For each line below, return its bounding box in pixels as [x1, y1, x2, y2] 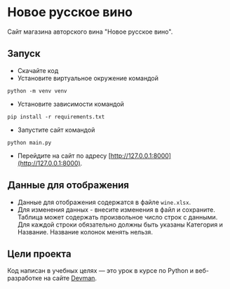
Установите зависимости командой [17, 100, 125, 108]
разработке [7, 274, 42, 283]
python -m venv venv [7, 87, 68, 95]
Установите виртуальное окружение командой [17, 74, 159, 82]
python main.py [7, 139, 52, 146]
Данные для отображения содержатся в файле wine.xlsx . [17, 198, 191, 206]
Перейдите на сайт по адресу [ [17, 152, 111, 160]
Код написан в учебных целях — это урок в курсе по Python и [7, 267, 194, 275]
